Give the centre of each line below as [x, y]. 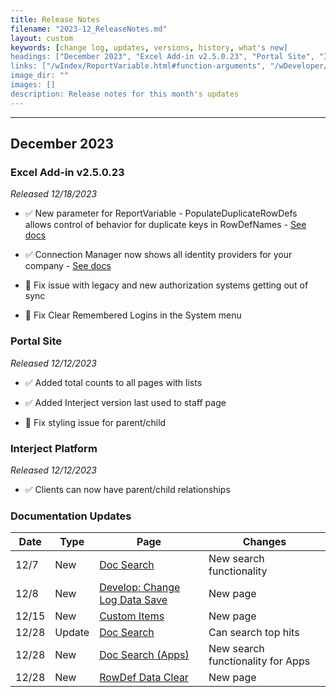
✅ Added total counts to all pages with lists [113, 382]
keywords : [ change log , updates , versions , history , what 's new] [149, 47]
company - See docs [68, 266]
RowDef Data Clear [144, 678]
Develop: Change [140, 588]
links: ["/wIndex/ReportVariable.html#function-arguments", [138, 66]
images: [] [33, 85]
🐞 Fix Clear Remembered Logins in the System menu [133, 315]
